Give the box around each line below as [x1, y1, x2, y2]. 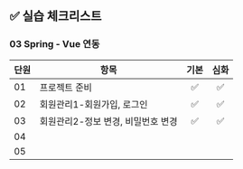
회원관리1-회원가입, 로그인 [39, 98, 148, 110]
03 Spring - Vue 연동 [9, 38, 100, 51]
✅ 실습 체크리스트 [9, 8, 102, 24]
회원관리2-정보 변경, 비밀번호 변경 [39, 115, 178, 127]
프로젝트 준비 [39, 80, 93, 93]
